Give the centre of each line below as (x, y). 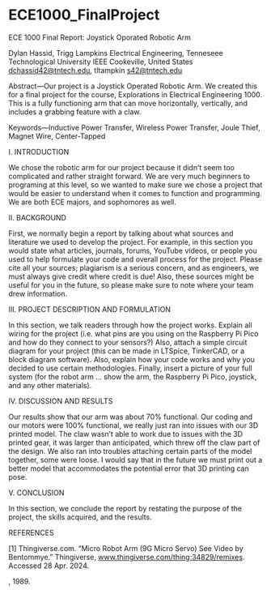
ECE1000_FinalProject (84, 15)
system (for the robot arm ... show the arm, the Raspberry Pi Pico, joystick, (133, 376)
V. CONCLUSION (36, 493)
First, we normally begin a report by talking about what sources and (121, 233)
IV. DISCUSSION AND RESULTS (61, 401)
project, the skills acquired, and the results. (80, 517)
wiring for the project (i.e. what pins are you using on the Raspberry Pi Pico (133, 333)
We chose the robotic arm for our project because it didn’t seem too (121, 167)
